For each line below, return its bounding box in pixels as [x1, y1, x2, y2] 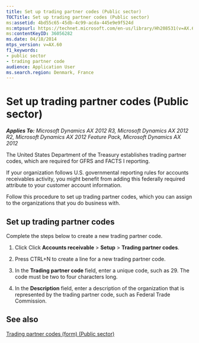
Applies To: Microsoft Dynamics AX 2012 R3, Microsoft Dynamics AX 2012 [6, 127, 189, 134]
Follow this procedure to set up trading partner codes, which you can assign [6, 193, 192, 201]
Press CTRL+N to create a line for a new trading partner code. [14, 256, 166, 262]
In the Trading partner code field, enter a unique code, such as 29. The [14, 267, 190, 274]
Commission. [14, 297, 47, 304]
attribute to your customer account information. [6, 182, 123, 189]
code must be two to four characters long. [14, 274, 118, 280]
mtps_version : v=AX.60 [6, 42, 62, 48]
